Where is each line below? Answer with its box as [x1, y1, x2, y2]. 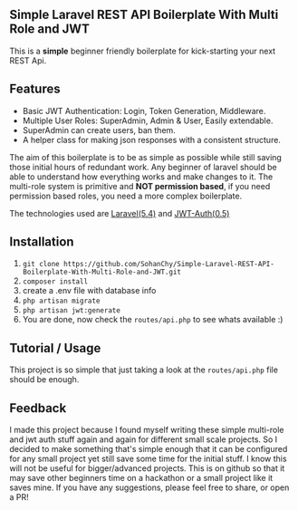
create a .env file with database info [22, 285, 157, 296]
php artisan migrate [22, 296, 101, 306]
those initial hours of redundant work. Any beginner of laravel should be [9, 161, 278, 172]
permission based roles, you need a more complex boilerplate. [9, 190, 243, 201]
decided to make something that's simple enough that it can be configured [9, 444, 288, 455]
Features [9, 82, 61, 97]
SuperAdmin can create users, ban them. [22, 124, 177, 135]
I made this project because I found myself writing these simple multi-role [9, 425, 284, 436]
